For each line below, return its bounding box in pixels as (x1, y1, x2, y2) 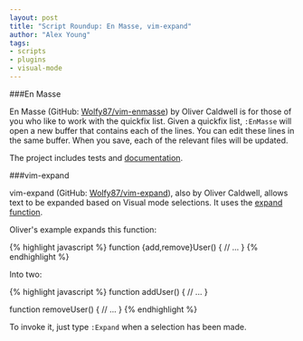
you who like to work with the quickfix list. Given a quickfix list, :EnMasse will (9, 115, 292, 127)
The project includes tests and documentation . (9, 152, 184, 163)
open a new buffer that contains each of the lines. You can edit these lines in (9, 125, 295, 136)
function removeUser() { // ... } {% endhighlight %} (9, 304, 197, 315)
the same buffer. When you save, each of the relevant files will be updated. (9, 135, 289, 146)
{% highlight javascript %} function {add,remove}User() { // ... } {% (9, 242, 259, 252)
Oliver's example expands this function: (9, 223, 156, 235)
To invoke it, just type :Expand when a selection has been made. (9, 321, 247, 332)
